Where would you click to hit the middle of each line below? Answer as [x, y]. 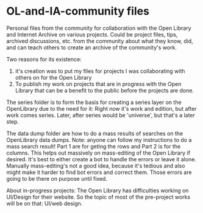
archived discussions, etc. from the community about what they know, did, [100, 41]
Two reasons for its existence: [44, 59]
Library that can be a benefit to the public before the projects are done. [104, 90]
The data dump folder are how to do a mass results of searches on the [95, 133]
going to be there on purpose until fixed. [57, 178]
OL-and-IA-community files [78, 11]
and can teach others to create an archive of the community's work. [91, 47]
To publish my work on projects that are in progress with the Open [98, 84]
